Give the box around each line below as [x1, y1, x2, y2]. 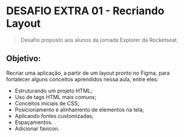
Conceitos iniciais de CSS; [14, 100, 80, 107]
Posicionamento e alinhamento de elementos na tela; [14, 106, 144, 113]
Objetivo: [6, 53, 42, 63]
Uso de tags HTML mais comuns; [14, 93, 97, 100]
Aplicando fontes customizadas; [14, 112, 94, 119]
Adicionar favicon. [14, 125, 60, 132]
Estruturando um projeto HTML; [14, 87, 93, 94]
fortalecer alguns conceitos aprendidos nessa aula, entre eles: [6, 75, 159, 82]
